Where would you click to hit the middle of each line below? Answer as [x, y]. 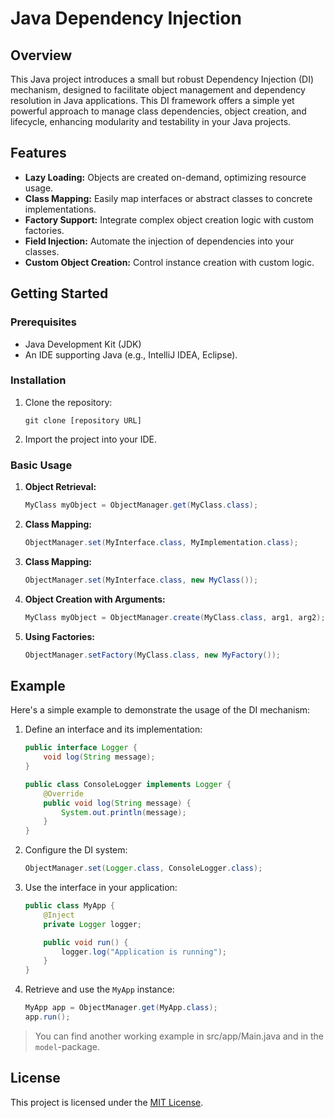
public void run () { [86, 942]
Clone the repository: [68, 402]
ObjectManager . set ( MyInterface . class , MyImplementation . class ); [161, 542]
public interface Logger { [81, 748]
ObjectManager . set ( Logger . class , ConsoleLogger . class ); [143, 868]
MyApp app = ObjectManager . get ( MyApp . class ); [121, 1008]
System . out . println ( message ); [124, 812]
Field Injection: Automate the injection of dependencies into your [159, 241]
